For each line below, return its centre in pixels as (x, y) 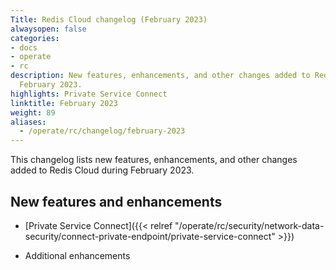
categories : (35, 38)
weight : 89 (33, 112)
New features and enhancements (116, 201)
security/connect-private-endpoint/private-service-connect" (150, 236)
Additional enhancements (77, 255)
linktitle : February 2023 (64, 103)
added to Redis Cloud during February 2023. (102, 170)
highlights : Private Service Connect (89, 94)
